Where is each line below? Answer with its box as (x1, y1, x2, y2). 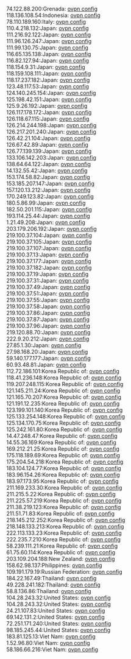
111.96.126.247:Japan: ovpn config (6, 38, 92, 44)
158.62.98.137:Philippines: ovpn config (6, 562, 102, 569)
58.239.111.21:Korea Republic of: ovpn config (6, 542, 118, 549)
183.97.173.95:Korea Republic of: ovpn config (6, 478, 119, 485)
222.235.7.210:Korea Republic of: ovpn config (6, 536, 121, 543)
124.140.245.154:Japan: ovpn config (6, 90, 96, 96)
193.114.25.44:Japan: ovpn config (6, 213, 90, 219)
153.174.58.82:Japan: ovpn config (6, 174, 90, 180)
